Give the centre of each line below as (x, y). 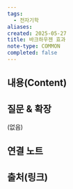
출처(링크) (28, 177)
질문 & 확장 (30, 109)
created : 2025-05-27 (37, 33)
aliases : (20, 27)
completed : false (32, 53)
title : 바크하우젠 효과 (36, 40)
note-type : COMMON (34, 46)
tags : (15, 14)
